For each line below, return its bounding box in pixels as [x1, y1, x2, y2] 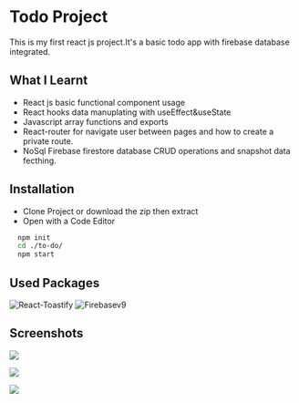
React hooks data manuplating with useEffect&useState [22, 107, 232, 118]
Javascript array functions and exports [22, 116, 169, 127]
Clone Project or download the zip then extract [22, 205, 199, 216]
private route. [22, 135, 74, 147]
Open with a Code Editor [22, 215, 116, 226]
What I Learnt [9, 73, 88, 88]
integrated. [9, 46, 51, 57]
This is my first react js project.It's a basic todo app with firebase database [9, 36, 290, 47]
